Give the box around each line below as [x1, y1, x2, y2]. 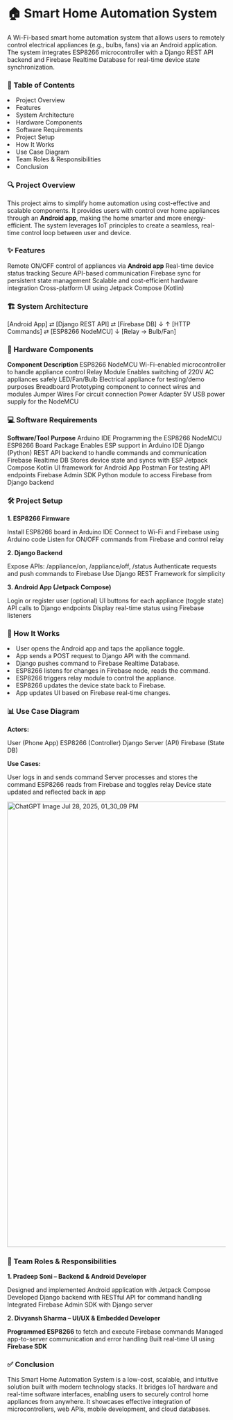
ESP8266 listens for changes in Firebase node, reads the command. [16, 667, 210, 675]
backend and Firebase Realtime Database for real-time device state [7, 55, 200, 63]
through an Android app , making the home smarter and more [7, 214, 182, 222]
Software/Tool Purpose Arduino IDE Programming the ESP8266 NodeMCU [7, 433, 222, 442]
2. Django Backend [7, 549, 63, 557]
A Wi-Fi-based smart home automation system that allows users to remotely [7, 33, 225, 42]
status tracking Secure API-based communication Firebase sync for [7, 269, 201, 277]
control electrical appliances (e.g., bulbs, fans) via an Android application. [7, 40, 218, 49]
